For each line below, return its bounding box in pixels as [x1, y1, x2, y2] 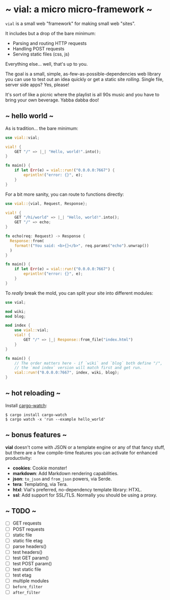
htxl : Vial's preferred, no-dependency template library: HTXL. [12, 486, 142, 492]
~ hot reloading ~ [5, 389, 61, 398]
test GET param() [12, 555, 49, 561]
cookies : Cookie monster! [12, 465, 67, 471]
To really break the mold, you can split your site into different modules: [5, 290, 154, 296]
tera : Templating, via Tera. [12, 481, 68, 487]
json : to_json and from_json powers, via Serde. [12, 476, 112, 482]
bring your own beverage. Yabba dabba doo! [5, 97, 99, 103]
